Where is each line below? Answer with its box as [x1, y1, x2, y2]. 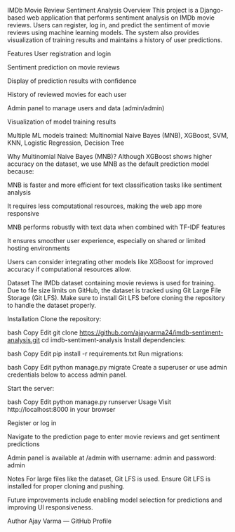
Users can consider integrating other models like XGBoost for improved [7, 258, 214, 266]
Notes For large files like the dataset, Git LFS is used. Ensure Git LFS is [7, 474, 211, 483]
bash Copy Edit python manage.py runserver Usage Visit [7, 398, 172, 406]
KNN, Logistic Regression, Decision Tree [7, 138, 125, 147]
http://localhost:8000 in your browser [7, 406, 116, 413]
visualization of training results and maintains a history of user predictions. [7, 36, 223, 44]
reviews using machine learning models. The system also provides [7, 28, 200, 37]
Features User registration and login [7, 49, 111, 58]
